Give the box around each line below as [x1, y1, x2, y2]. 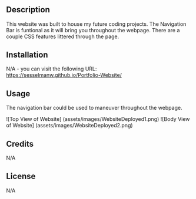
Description [6, 5, 50, 15]
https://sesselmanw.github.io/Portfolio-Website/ [6, 72, 122, 79]
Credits [6, 139, 34, 149]
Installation [6, 50, 48, 60]
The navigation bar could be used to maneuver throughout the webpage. [6, 104, 182, 112]
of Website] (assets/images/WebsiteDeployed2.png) [6, 122, 134, 129]
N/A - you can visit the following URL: [6, 65, 97, 72]
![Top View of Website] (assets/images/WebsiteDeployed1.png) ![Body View [6, 116, 190, 123]
